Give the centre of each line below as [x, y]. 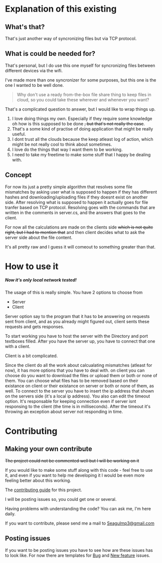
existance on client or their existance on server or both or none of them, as [80, 386]
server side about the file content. [39, 237]
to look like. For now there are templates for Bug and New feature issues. [78, 555]
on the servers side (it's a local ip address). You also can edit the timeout [78, 396]
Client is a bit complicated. [31, 356]
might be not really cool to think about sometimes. [62, 144]
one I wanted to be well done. [35, 85]
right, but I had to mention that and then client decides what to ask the [75, 232]
